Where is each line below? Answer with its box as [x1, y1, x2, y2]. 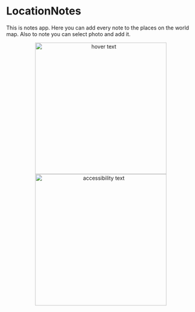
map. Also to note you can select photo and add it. [6, 30, 131, 37]
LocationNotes [6, 4, 82, 18]
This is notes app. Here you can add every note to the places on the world [6, 24, 190, 31]
